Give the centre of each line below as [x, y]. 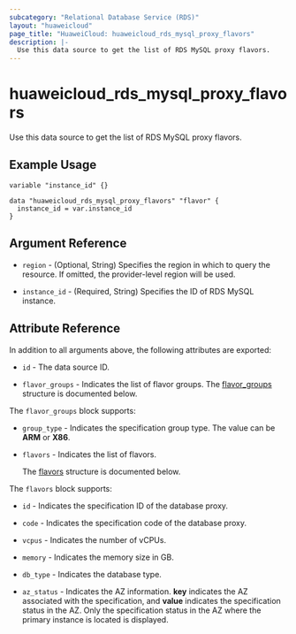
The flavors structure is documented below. [101, 471]
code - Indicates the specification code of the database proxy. [134, 523]
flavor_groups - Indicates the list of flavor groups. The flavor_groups [147, 384]
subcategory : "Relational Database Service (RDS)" [104, 17]
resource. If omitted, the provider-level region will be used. [129, 274]
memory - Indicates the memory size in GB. [98, 557]
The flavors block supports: [61, 488]
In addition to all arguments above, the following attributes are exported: [140, 349]
